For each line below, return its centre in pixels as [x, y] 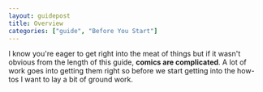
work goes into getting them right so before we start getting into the [122, 71]
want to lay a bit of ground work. [79, 79]
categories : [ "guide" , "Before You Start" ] [83, 31]
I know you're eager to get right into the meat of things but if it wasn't [125, 54]
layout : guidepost [39, 16]
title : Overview [36, 23]
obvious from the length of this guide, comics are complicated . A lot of [128, 62]
